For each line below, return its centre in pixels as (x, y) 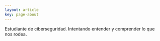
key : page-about (22, 14)
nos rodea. (16, 34)
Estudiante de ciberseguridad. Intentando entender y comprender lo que (80, 28)
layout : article (22, 10)
